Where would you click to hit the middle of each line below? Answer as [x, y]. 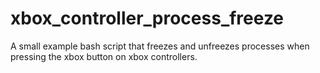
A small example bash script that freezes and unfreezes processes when [160, 46]
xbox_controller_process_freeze [147, 18]
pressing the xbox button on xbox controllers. [104, 56]
